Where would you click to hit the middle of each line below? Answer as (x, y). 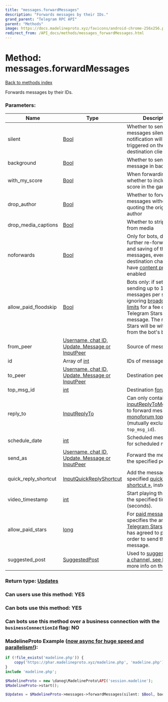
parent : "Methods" (24, 24)
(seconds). (139, 506)
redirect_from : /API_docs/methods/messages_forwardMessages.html (74, 33)
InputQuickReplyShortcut (92, 479)
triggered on (141, 145)
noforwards (21, 255)
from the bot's (143, 332)
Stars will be (141, 326)
